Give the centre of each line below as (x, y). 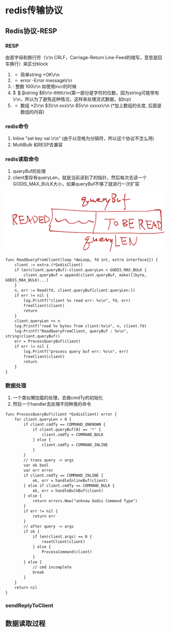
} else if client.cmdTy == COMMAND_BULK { (69, 486)
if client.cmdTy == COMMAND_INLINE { (63, 476)
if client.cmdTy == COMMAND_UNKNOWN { (65, 425)
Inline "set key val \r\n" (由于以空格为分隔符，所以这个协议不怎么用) (83, 139)
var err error (38, 470)
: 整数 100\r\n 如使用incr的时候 (45, 86)
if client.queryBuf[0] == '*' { (67, 430)
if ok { (32, 532)
